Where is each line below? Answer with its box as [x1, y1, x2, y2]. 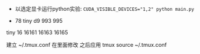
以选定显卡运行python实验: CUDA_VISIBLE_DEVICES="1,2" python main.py [15, 5, 195, 12]
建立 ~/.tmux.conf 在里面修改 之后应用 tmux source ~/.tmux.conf [6, 41, 167, 48]
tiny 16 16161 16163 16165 [6, 29, 68, 36]
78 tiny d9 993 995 [15, 17, 63, 24]
